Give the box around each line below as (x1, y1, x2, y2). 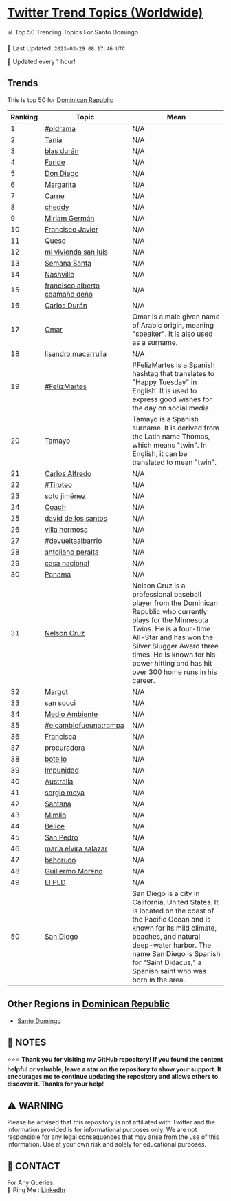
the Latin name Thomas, (132, 431, 210, 441)
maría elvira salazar (44, 844, 108, 853)
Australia (44, 776, 74, 786)
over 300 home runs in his (132, 667, 218, 677)
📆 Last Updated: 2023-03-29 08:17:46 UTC (7, 43, 126, 52)
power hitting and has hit (132, 658, 212, 668)
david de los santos (44, 513, 108, 523)
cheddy (44, 202, 69, 212)
